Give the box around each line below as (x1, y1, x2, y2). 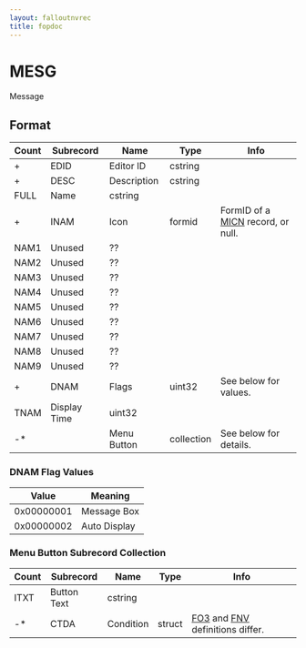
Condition (107, 617, 149, 630)
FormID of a (219, 204, 271, 217)
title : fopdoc (9, 22, 64, 31)
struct (158, 617, 183, 630)
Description (108, 175, 159, 187)
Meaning (90, 489, 130, 501)
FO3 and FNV (190, 612, 250, 624)
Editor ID (108, 160, 147, 173)
